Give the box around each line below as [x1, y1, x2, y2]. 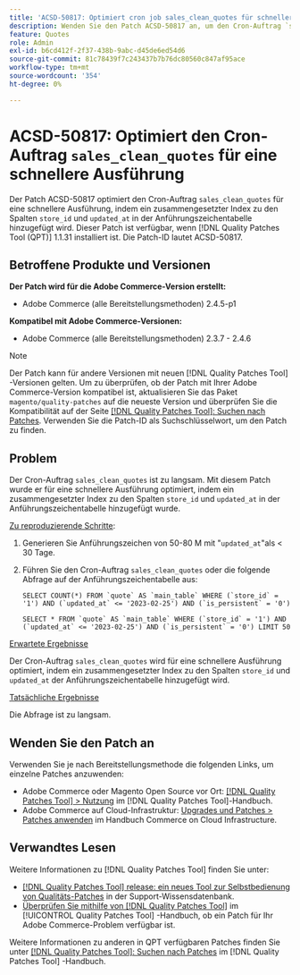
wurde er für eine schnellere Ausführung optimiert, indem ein [9, 484, 235, 495]
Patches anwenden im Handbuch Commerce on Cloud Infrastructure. [21, 815, 278, 825]
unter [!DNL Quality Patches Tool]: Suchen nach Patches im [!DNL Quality [9, 945, 279, 957]
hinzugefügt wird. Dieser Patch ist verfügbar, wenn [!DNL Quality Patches [9, 222, 279, 233]
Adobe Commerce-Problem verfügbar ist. [21, 919, 176, 930]
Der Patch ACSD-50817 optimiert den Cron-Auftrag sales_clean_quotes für [9, 193, 284, 204]
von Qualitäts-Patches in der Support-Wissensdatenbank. [21, 891, 235, 902]
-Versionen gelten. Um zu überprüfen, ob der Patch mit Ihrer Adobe [9, 377, 257, 388]
